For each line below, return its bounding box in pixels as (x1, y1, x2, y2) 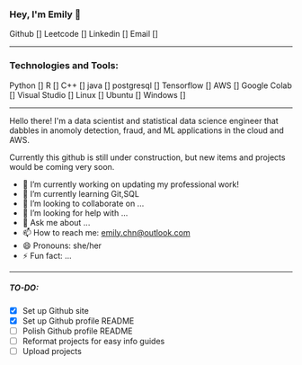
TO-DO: (9, 282, 39, 293)
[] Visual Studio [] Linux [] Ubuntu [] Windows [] (9, 89, 186, 100)
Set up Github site (22, 305, 90, 316)
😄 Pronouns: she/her (22, 240, 102, 251)
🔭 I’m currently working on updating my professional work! (22, 179, 240, 190)
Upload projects (22, 345, 83, 356)
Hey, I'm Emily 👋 (9, 8, 82, 21)
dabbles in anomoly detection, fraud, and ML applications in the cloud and (9, 125, 285, 136)
